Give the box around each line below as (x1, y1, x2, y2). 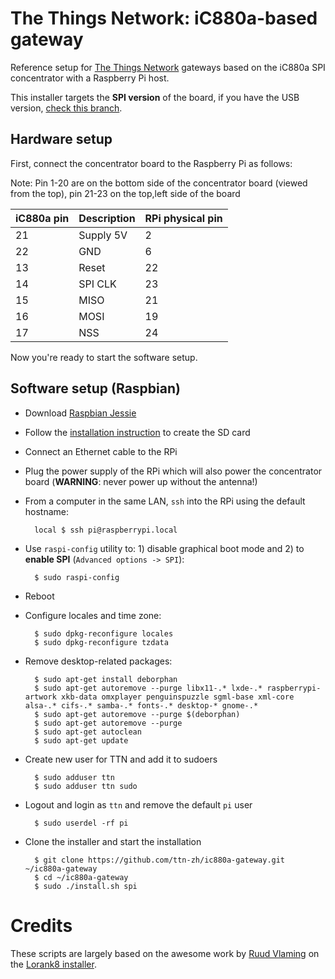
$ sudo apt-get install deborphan (34, 674, 178, 684)
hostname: (24, 505, 70, 517)
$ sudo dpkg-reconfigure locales (34, 628, 174, 639)
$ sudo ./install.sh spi (34, 881, 138, 891)
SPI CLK (78, 277, 117, 291)
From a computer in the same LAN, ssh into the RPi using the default (24, 495, 306, 507)
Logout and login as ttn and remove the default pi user (24, 798, 253, 811)
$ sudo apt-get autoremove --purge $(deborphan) (34, 709, 241, 719)
